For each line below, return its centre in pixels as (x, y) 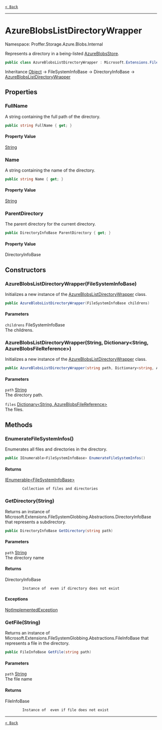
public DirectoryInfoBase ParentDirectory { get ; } (58, 233)
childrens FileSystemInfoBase (35, 325)
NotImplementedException (31, 610)
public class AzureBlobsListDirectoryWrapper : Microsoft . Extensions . (77, 62)
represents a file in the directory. (37, 643)
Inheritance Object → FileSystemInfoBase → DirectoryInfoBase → (70, 72)
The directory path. (24, 395)
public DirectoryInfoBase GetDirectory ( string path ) (59, 531)
